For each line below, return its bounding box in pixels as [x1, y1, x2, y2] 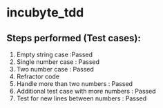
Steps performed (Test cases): [6, 32, 141, 44]
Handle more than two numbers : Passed [16, 80, 133, 87]
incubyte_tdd [6, 5, 84, 21]
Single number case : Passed [16, 58, 100, 66]
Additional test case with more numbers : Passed [16, 87, 156, 95]
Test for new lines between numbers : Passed [16, 94, 146, 102]
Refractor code [16, 72, 60, 80]
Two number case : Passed [16, 65, 95, 73]
